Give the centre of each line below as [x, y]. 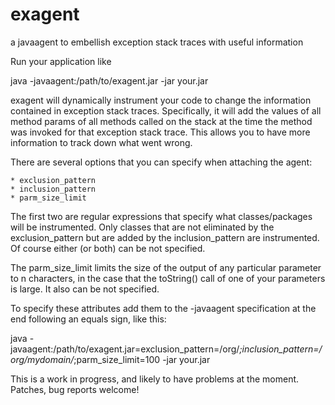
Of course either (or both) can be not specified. [108, 248]
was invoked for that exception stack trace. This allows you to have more [160, 132]
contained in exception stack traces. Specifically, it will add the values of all [166, 110]
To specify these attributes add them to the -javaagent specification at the [163, 308]
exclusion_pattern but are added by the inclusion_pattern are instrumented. [165, 237]
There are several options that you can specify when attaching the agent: [161, 162]
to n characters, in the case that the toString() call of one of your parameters [168, 278]
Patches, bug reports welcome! [75, 389]
